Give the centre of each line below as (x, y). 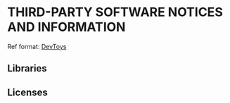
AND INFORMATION (66, 27)
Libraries (27, 68)
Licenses (27, 92)
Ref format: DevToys (37, 46)
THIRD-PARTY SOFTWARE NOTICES (115, 12)
